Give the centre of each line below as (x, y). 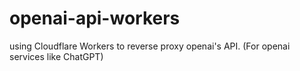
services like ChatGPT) (56, 56)
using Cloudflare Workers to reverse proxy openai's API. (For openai (150, 46)
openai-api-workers (95, 18)
